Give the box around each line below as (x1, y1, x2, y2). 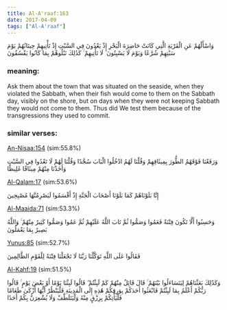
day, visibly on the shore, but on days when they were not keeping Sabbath (7, 97, 220, 105)
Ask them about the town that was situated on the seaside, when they (7, 82, 204, 90)
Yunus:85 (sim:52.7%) (7, 238, 70, 247)
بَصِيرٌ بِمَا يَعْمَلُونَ (7, 225, 48, 233)
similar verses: (7, 128, 58, 138)
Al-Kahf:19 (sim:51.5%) (7, 265, 72, 273)
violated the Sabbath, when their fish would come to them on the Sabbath (7, 89, 215, 97)
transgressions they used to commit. (7, 111, 110, 119)
